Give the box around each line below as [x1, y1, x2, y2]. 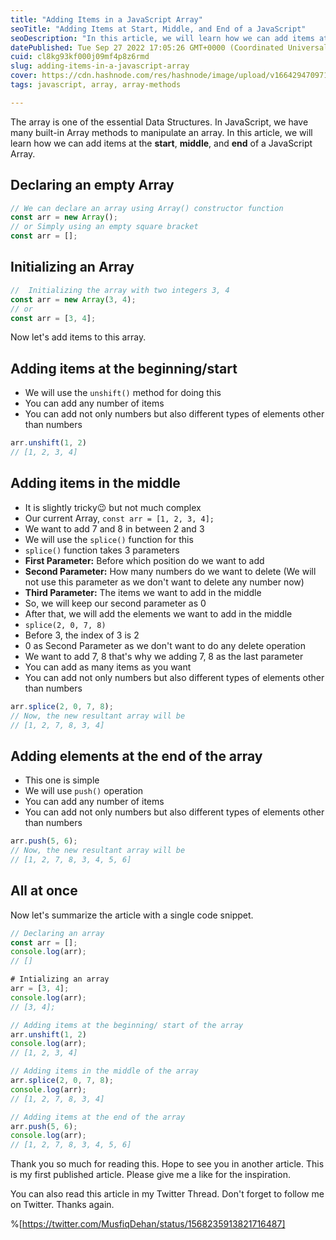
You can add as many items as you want [24, 661, 192, 673]
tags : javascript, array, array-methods [10, 80, 182, 90]
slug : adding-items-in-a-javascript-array [10, 61, 190, 71]
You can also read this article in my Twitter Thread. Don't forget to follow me [10, 1188, 325, 1200]
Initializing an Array [10, 259, 135, 276]
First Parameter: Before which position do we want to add [24, 554, 265, 566]
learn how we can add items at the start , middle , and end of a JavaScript [10, 137, 313, 149]
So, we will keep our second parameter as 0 [24, 597, 207, 609]
